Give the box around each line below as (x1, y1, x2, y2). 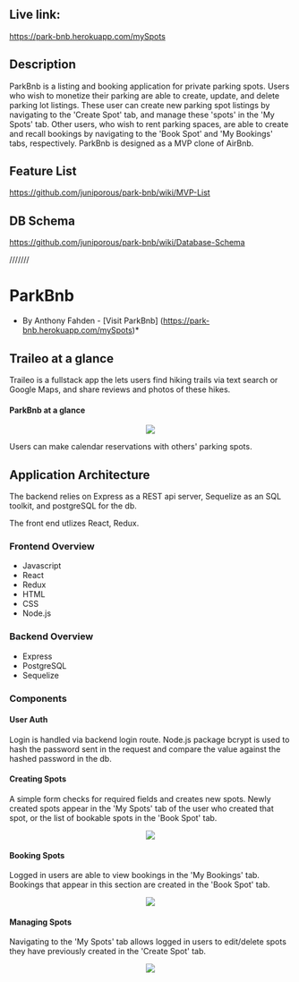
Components (9, 692, 67, 704)
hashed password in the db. (9, 753, 112, 764)
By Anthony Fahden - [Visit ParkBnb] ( (21, 315, 164, 326)
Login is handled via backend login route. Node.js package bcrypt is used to (9, 734, 290, 745)
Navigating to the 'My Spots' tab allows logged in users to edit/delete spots (9, 936, 286, 947)
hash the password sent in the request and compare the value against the (9, 743, 281, 755)
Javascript (21, 560, 62, 571)
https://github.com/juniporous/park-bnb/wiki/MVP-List (9, 187, 210, 198)
